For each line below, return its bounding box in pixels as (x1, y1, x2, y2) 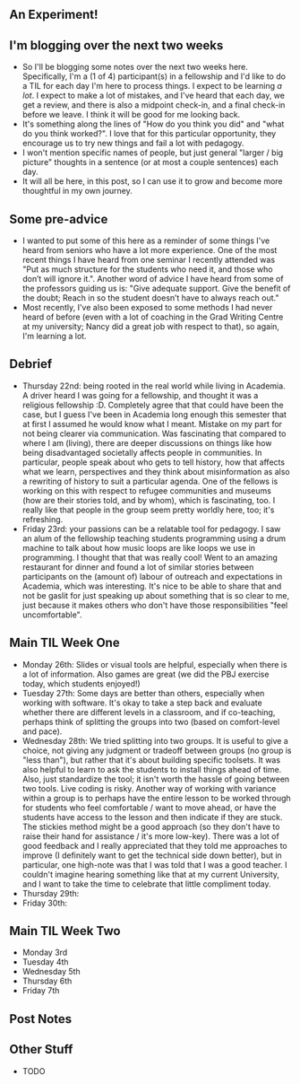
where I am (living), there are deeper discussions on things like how (21, 437, 272, 448)
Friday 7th (21, 985, 60, 996)
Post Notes (9, 1011, 73, 1027)
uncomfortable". (21, 609, 82, 620)
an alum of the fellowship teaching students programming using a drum (21, 533, 287, 544)
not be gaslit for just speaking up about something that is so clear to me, (21, 590, 290, 600)
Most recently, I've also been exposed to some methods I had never (21, 302, 273, 313)
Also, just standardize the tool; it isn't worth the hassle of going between (21, 774, 290, 784)
